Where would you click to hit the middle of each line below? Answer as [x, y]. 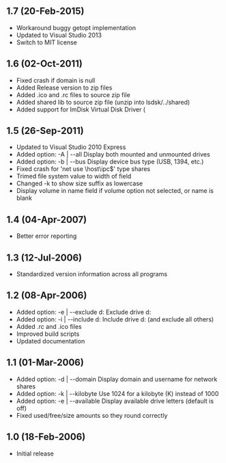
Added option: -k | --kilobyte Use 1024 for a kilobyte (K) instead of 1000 [117, 393]
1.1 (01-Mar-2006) [45, 363]
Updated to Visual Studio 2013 [59, 35]
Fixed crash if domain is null [56, 80]
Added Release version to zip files [64, 88]
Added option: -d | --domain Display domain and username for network [117, 379]
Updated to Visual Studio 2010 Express [71, 147]
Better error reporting [46, 236]
